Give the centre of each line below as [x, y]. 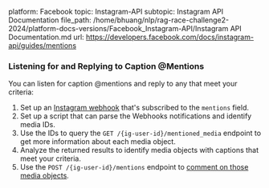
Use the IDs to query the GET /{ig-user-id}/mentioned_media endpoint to [141, 133]
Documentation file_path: [50, 20]
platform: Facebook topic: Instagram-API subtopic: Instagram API [116, 12]
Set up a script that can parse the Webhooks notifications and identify [136, 116]
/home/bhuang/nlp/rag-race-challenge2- [161, 20]
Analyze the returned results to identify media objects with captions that [139, 150]
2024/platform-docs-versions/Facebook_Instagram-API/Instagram [118, 28]
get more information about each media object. [98, 142]
